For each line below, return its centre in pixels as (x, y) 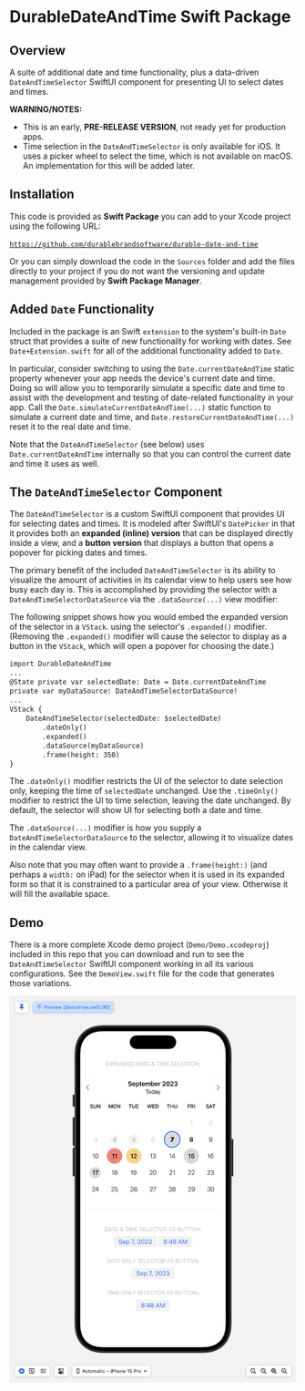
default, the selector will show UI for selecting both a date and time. (136, 810)
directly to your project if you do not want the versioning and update (137, 271)
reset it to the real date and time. (71, 427)
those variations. (41, 984)
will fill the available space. (60, 894)
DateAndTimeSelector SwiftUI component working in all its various (132, 964)
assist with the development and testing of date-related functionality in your (152, 397)
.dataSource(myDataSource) (93, 746)
